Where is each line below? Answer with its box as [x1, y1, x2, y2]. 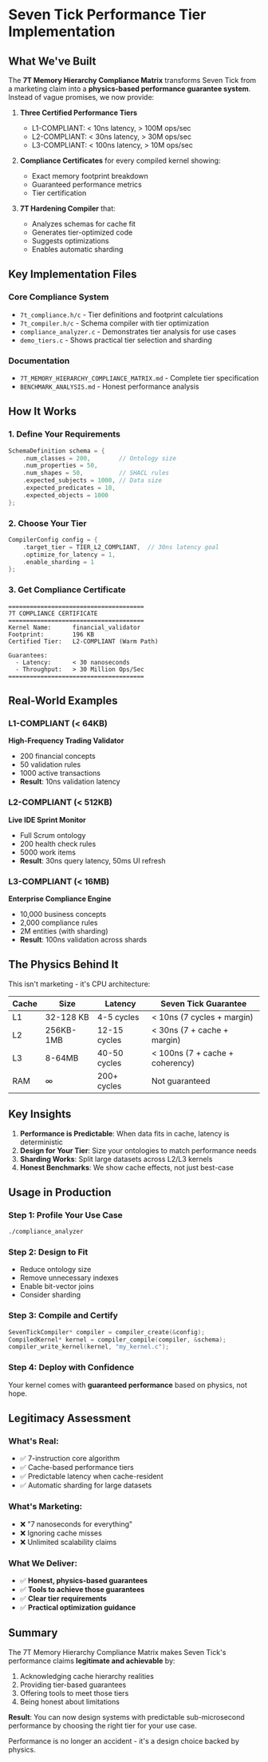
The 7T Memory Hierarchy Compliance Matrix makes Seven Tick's [8, 1647, 227, 1657]
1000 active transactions [19, 768, 101, 778]
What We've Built [8, 54, 97, 68]
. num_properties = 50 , [22, 461, 98, 470]
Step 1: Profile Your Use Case [8, 1209, 124, 1220]
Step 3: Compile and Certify [8, 1310, 118, 1321]
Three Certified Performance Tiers [19, 108, 138, 117]
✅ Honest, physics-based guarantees [19, 1575, 148, 1585]
